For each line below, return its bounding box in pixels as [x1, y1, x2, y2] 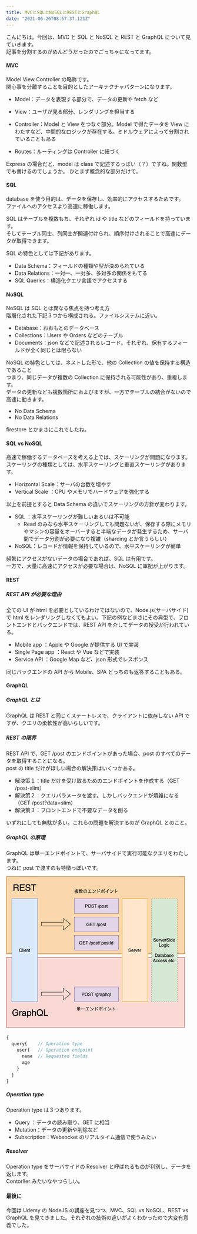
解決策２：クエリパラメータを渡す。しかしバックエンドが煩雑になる [14, 792, 179, 799]
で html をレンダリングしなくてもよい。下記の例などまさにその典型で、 [6, 614, 179, 621]
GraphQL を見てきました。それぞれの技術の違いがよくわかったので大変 [6, 1214, 178, 1221]
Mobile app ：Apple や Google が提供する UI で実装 [14, 641, 139, 648]
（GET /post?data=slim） [14, 799, 76, 806]
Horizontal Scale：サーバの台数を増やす [14, 481, 112, 488]
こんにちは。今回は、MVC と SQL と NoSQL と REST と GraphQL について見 [6, 33, 191, 41]
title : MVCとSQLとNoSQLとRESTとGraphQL [6, 9, 101, 15]
